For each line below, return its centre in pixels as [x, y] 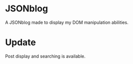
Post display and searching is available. [45, 56]
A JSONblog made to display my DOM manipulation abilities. [67, 22]
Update [21, 42]
